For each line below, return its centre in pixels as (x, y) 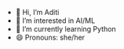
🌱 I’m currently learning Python (66, 29)
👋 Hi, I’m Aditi (37, 12)
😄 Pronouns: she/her (50, 37)
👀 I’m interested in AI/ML (55, 21)
